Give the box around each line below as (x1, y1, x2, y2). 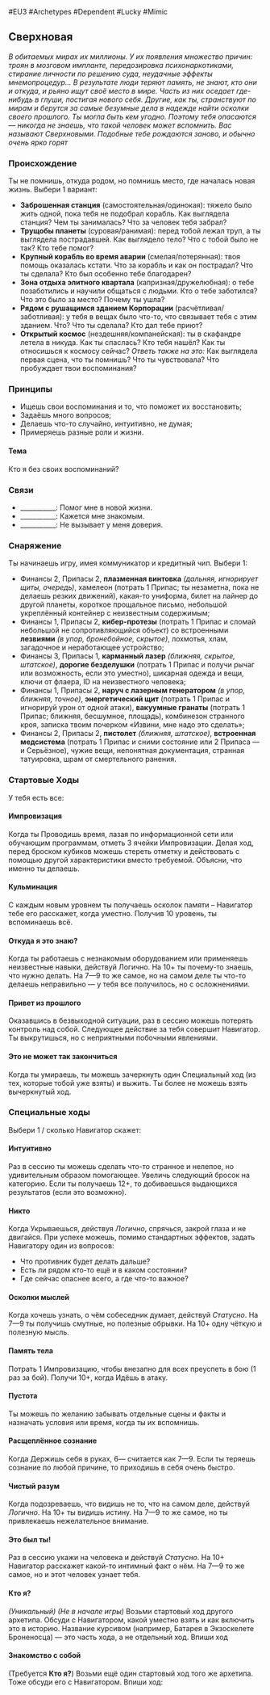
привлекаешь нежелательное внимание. (8, 1516, 149, 1526)
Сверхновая (8, 30, 73, 44)
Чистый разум (8, 1481, 60, 1491)
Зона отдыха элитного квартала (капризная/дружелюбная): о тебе (19, 278, 255, 288)
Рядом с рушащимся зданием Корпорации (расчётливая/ (19, 303, 224, 313)
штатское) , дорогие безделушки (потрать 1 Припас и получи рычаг (19, 660, 255, 670)
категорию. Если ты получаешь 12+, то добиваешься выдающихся (8, 1179, 238, 1188)
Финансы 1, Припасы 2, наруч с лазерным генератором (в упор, (19, 686, 246, 696)
